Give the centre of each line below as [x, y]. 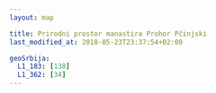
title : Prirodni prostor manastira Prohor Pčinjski [108, 34]
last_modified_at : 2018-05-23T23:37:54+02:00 [96, 42]
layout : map [31, 17]
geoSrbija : [30, 58]
